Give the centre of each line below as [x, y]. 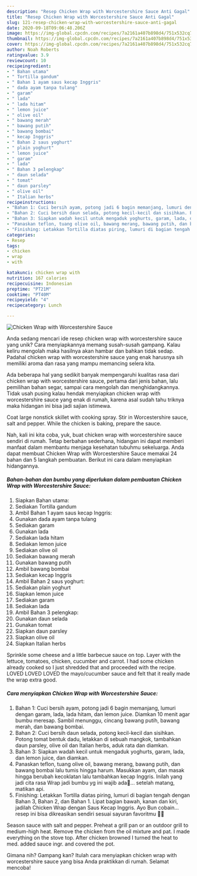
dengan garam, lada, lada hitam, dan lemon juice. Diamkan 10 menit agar [103, 714]
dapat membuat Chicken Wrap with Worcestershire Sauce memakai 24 [92, 454]
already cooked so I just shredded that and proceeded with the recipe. [91, 667]
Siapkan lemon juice [39, 594]
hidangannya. [23, 466]
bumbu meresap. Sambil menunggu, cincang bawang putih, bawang [97, 720]
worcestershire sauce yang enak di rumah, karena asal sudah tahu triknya [96, 400]
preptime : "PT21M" [29, 289]
